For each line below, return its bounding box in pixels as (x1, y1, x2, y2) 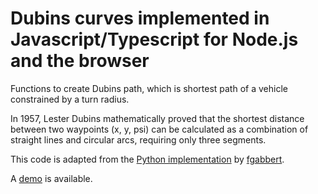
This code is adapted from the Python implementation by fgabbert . (10, 153, 285, 165)
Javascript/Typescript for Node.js (10, 28, 299, 51)
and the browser (10, 50, 150, 72)
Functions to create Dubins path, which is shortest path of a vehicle (10, 82, 288, 94)
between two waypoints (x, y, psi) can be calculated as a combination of (10, 123, 309, 135)
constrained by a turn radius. (10, 93, 130, 105)
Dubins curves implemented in (10, 7, 270, 30)
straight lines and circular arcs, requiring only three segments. (10, 133, 267, 146)
